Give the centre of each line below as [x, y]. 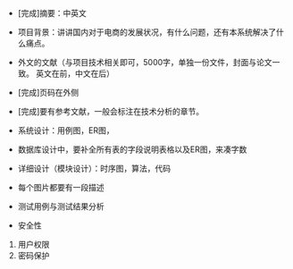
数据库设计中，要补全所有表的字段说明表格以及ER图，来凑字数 [132, 149]
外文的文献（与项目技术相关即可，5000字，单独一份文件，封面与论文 [145, 62]
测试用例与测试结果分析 [61, 206]
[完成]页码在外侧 [48, 92]
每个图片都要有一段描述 [61, 187]
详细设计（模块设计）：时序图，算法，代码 [94, 168]
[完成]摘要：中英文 [52, 13]
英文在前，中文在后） [75, 73]
